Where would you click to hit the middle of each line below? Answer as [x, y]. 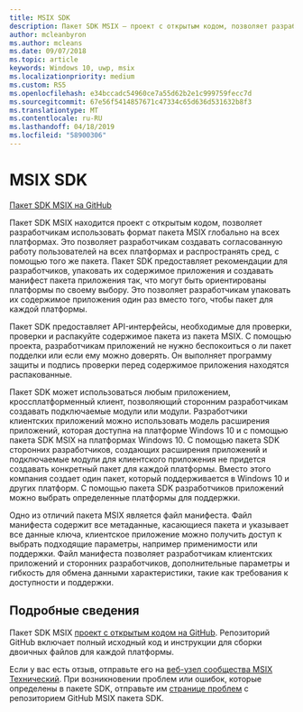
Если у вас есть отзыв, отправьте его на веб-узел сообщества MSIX [141, 669]
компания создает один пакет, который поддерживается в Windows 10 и [150, 478]
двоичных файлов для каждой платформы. [92, 651]
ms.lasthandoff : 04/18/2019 [62, 127]
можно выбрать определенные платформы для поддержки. [125, 497]
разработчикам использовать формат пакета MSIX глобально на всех [144, 232]
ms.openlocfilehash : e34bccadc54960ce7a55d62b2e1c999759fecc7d [131, 93]
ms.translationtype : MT [54, 110]
